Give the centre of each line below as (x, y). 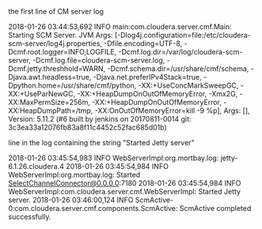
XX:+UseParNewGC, (42, 94)
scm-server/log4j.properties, (55, 43)
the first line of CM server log (56, 11)
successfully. (30, 217)
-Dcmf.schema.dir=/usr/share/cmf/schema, (178, 69)
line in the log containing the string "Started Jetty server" (102, 143)
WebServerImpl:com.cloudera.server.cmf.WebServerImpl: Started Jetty (125, 191)
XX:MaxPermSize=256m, (49, 102)
